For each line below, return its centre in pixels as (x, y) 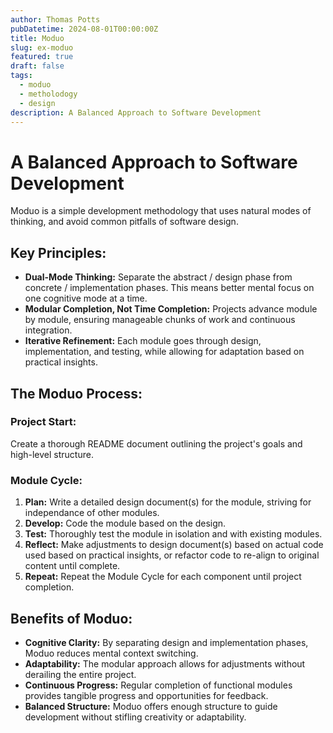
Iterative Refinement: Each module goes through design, (143, 341)
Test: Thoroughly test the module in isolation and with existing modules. (173, 534)
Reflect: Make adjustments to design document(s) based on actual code (174, 545)
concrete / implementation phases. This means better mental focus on (169, 288)
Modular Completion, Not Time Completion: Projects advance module (171, 309)
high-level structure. (52, 454)
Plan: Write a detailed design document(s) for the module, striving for (168, 502)
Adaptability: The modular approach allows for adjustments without (165, 663)
